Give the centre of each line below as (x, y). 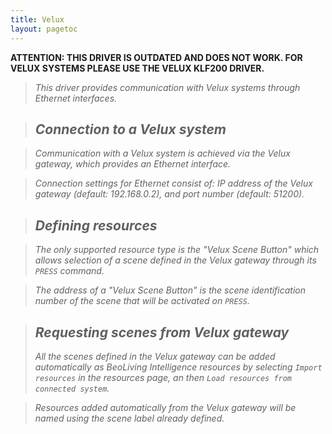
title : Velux (37, 19)
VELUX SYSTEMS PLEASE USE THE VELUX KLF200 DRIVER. (137, 68)
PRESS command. (69, 271)
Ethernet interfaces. (76, 98)
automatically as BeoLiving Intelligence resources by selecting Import (178, 367)
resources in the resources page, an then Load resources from (163, 377)
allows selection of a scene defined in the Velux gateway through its (175, 260)
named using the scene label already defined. (129, 418)
